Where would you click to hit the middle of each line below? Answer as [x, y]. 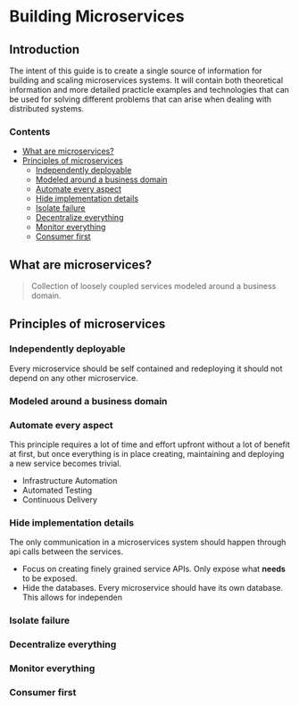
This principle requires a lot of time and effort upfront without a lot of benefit [149, 444]
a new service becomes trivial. [66, 464]
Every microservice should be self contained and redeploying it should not [146, 369]
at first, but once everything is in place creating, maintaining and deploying [147, 454]
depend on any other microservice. [74, 377]
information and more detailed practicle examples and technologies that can [149, 90]
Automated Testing [57, 490]
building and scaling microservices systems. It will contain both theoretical [146, 80]
